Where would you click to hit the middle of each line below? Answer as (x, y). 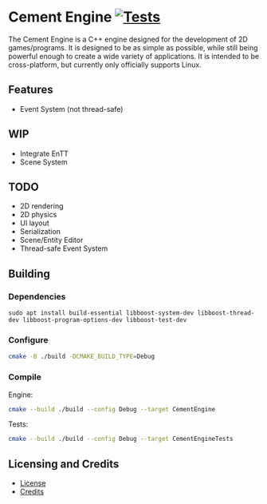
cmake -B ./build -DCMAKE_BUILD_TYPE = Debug (82, 357)
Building (29, 274)
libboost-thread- (226, 313)
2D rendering (41, 206)
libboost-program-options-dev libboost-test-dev (105, 320)
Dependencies (37, 296)
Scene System (43, 162)
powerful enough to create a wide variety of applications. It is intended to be (134, 56)
